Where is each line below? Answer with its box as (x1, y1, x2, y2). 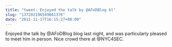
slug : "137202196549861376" (5, 12, 66, 17)
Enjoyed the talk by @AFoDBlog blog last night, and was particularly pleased (5, 31, 167, 37)
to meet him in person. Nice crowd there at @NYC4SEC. (5, 36, 124, 42)
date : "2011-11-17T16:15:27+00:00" (5, 17, 82, 22)
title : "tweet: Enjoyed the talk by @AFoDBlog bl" (5, 7, 116, 13)
